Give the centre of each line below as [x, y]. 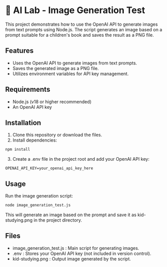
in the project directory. [58, 220]
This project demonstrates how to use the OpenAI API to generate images [81, 24]
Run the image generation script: [39, 196]
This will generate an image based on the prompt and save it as [71, 215]
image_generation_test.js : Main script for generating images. [76, 248]
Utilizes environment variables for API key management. [71, 74]
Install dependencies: [35, 140]
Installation [23, 123]
